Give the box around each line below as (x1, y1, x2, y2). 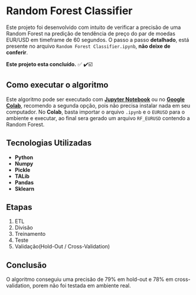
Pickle (14, 166, 31, 173)
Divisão (14, 224, 34, 231)
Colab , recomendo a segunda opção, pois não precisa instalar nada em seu (6, 102, 191, 109)
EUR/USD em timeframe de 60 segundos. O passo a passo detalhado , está (6, 36, 190, 43)
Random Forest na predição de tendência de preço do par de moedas (6, 30, 176, 37)
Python (14, 154, 34, 161)
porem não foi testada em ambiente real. (32, 282, 131, 289)
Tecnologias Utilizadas (6, 138, 92, 148)
